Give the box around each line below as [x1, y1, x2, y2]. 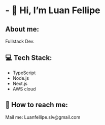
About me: [5, 25, 40, 34]
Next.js [12, 80, 28, 86]
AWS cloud [12, 86, 37, 92]
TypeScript [12, 70, 36, 76]
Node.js [12, 75, 29, 81]
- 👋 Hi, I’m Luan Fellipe [5, 5, 100, 16]
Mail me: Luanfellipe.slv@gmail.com [5, 114, 81, 120]
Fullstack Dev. [5, 38, 34, 44]
